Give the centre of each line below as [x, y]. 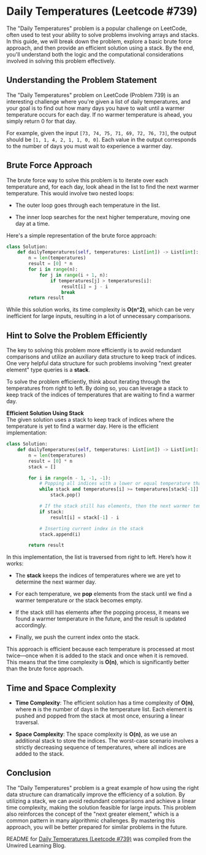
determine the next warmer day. [56, 582]
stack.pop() [65, 495]
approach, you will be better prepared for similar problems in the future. [97, 827]
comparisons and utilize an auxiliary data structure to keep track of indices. [101, 357]
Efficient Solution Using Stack [45, 413]
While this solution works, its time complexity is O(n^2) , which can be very [101, 310]
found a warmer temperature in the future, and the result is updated [101, 619]
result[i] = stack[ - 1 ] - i [85, 517]
